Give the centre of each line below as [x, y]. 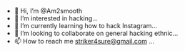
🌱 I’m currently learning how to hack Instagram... [86, 26]
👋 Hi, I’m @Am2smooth [48, 11]
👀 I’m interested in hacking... [56, 18]
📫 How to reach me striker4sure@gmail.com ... [84, 41]
